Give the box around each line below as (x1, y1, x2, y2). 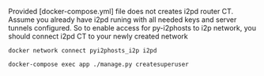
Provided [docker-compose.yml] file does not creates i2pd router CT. (8, 7, 234, 16)
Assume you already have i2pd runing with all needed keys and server (8, 15, 237, 24)
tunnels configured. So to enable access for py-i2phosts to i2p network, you (8, 24, 257, 32)
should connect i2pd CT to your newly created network (8, 31, 188, 41)
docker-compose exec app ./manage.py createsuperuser (8, 60, 190, 68)
